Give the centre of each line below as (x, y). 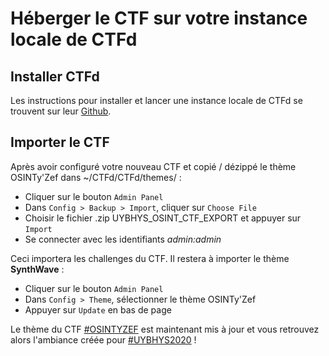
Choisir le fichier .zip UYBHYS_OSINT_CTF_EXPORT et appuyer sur (163, 218)
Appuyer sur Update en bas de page (98, 309)
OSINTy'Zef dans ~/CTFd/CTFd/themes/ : (96, 177)
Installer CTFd (55, 76)
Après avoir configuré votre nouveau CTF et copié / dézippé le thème (153, 166)
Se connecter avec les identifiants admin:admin (123, 239)
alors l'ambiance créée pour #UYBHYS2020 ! (103, 339)
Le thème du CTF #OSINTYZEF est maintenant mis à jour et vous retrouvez (165, 329)
